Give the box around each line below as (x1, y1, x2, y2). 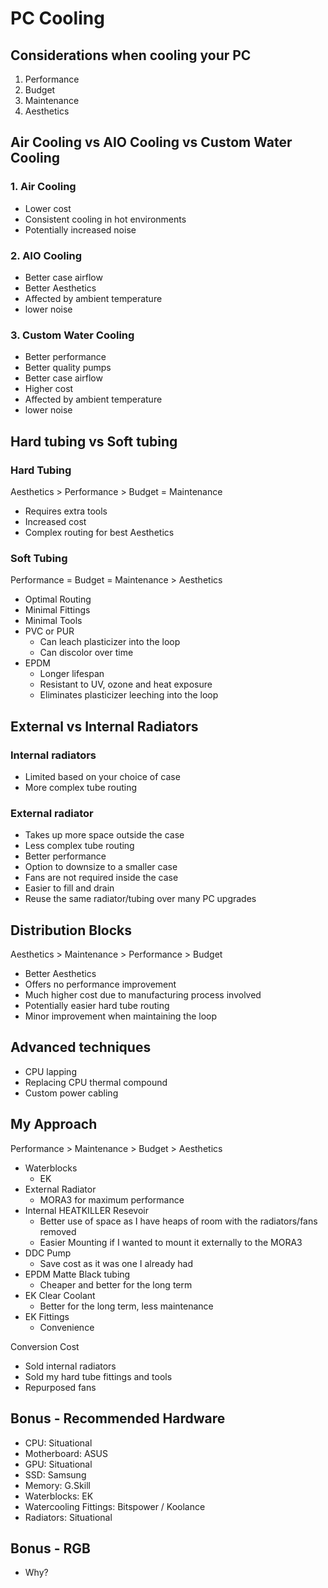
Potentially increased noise (24, 223, 137, 236)
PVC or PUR (24, 625, 75, 637)
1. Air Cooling (10, 180, 77, 194)
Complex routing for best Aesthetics (24, 526, 175, 538)
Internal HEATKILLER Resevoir (24, 1204, 149, 1216)
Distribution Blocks (10, 922, 133, 939)
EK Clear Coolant (24, 1289, 96, 1301)
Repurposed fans (24, 1381, 97, 1393)
